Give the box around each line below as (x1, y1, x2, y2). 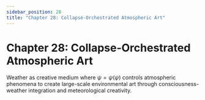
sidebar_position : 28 (6, 9, 62, 15)
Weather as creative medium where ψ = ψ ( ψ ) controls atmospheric (6, 74, 176, 81)
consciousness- (158, 80, 199, 88)
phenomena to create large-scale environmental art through (6, 80, 158, 88)
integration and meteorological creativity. (28, 87, 132, 95)
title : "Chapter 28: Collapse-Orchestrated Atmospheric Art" (6, 15, 166, 21)
